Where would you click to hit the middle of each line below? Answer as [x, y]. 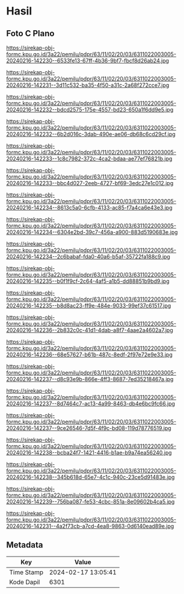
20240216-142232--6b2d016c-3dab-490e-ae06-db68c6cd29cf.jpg [91, 134]
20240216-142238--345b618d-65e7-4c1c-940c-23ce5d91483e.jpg [90, 477]
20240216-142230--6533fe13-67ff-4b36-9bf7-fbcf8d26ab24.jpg [88, 61]
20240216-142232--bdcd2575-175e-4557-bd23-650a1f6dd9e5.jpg [90, 109]
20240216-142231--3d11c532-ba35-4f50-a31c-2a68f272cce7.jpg [88, 85]
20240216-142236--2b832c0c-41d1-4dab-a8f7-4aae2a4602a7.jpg [90, 330]
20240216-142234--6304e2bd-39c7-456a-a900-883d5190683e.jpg [92, 232]
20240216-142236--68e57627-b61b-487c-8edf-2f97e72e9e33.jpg [90, 355]
